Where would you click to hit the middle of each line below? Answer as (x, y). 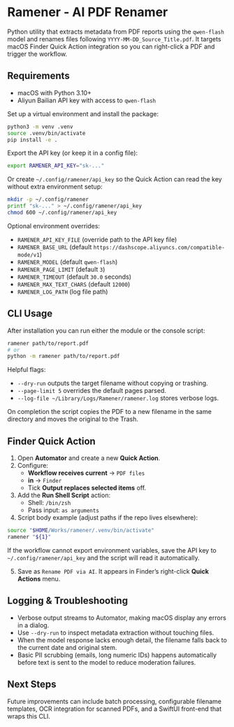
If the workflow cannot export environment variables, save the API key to (112, 550)
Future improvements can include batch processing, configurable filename (115, 701)
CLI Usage (30, 313)
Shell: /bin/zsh (49, 503)
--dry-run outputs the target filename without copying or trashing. (112, 383)
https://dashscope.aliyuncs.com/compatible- (159, 247)
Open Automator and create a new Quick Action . (89, 458)
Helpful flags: (27, 370)
